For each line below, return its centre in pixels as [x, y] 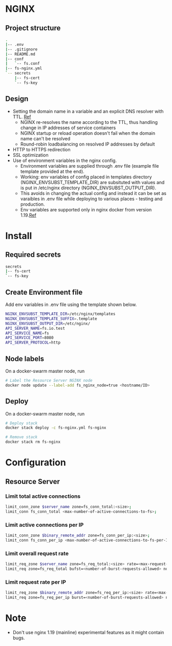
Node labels [25, 359]
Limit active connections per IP [45, 525]
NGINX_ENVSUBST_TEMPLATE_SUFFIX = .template [51, 319]
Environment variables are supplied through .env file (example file [90, 166]
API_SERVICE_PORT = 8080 [29, 338]
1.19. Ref [28, 215]
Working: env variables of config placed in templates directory [86, 177]
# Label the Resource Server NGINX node [49, 380]
